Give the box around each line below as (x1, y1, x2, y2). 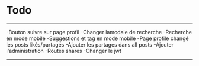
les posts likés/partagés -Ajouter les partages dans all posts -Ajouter (6, 41, 174, 48)
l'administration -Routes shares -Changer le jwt (6, 47, 121, 54)
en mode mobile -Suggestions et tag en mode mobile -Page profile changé (6, 35, 189, 42)
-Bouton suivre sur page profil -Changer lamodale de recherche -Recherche (6, 28, 192, 35)
